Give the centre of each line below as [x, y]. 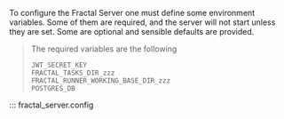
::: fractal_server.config [51, 105]
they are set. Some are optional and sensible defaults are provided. [132, 32]
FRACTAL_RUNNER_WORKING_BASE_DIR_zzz [101, 81]
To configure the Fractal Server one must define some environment [132, 13]
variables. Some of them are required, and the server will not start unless [142, 22]
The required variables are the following [104, 49]
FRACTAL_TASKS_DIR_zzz [73, 73]
